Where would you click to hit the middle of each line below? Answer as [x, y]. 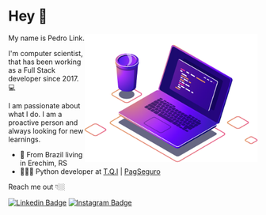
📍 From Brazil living [51, 154]
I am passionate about [44, 105]
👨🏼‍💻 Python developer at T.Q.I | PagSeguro [90, 171]
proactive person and [43, 123]
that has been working [45, 62]
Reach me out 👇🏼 [37, 187]
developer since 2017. [44, 78]
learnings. [25, 139]
